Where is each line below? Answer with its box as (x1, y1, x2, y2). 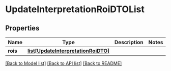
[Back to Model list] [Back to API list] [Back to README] (5, 60, 122, 66)
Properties (5, 24, 40, 32)
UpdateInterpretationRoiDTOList (5, 4, 145, 15)
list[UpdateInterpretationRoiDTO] (27, 47, 110, 54)
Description (114, 39, 144, 46)
